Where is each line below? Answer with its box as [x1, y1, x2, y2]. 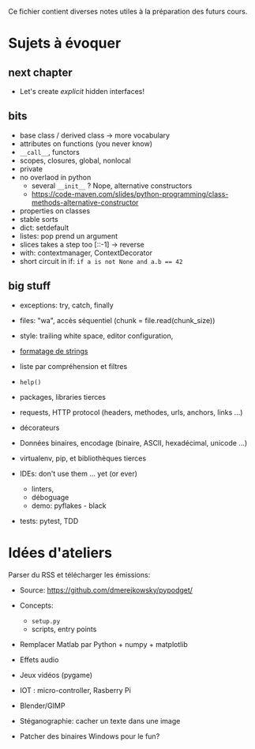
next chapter [8, 66, 73, 79]
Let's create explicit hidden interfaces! [19, 87, 144, 96]
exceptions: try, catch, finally [19, 300, 114, 310]
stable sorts [19, 214, 58, 224]
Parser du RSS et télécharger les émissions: [8, 570, 151, 579]
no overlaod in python [19, 172, 92, 182]
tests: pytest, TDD [19, 516, 79, 525]
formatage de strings [19, 346, 88, 356]
